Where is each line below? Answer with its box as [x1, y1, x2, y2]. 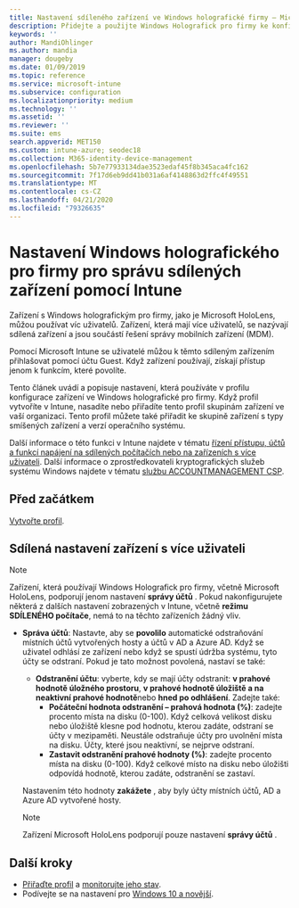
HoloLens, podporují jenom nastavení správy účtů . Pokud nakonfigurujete [9, 591, 283, 602]
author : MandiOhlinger [9, 37, 93, 47]
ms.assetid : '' [9, 112, 66, 121]
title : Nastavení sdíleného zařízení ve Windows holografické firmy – [9, 12, 277, 22]
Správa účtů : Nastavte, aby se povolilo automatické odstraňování [21, 628, 263, 639]
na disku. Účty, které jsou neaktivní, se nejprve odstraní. [48, 739, 255, 750]
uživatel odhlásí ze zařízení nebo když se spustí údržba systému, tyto [21, 647, 278, 657]
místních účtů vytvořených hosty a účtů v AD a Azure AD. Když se [21, 637, 264, 648]
